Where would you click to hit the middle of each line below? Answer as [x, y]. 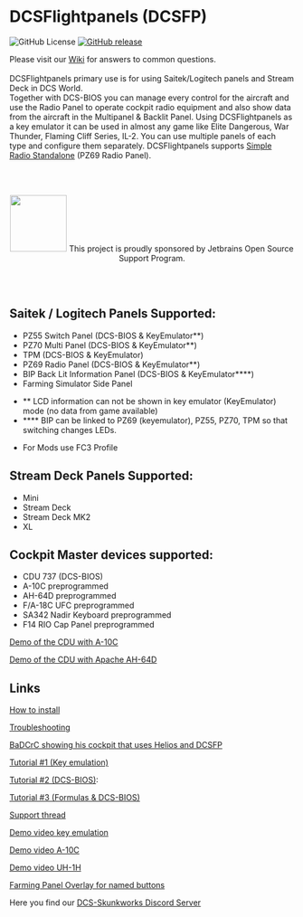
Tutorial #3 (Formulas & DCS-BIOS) [75, 798]
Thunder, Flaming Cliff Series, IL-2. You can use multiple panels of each [142, 136]
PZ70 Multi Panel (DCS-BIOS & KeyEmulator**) [109, 345]
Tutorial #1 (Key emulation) [59, 762]
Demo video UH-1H [45, 868]
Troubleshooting [40, 728]
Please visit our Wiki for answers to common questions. [113, 59]
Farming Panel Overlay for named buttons [87, 885]
